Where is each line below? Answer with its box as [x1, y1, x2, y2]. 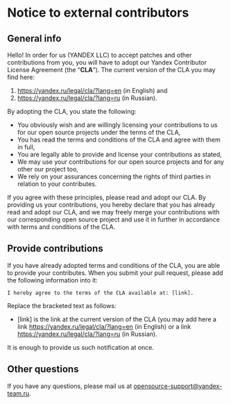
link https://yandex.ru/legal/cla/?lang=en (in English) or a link [17, 322, 191, 330]
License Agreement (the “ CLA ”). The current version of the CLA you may [7, 66, 216, 74]
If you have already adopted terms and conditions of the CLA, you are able [7, 261, 221, 269]
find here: [7, 73, 35, 81]
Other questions [7, 363, 79, 376]
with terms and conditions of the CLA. [7, 223, 116, 230]
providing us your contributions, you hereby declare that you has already [7, 201, 215, 209]
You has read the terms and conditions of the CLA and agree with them [17, 135, 221, 144]
